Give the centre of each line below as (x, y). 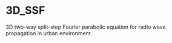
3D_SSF (25, 10)
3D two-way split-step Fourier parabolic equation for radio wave (86, 27)
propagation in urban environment (48, 33)
